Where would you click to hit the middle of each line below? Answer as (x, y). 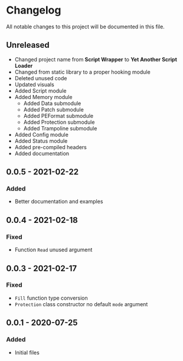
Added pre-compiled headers (50, 147)
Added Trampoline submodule (60, 128)
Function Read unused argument (53, 250)
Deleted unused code (41, 78)
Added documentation (42, 153)
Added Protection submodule (59, 122)
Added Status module (41, 141)
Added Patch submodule (53, 109)
